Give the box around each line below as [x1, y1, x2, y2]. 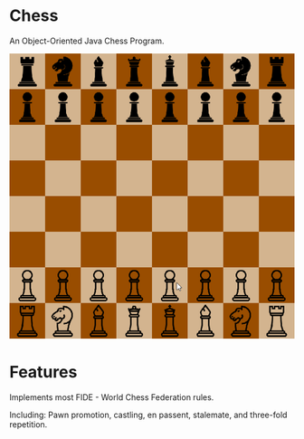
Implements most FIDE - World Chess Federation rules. [9, 391, 214, 403]
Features [9, 362, 78, 383]
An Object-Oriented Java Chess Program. [9, 35, 165, 46]
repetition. [9, 418, 48, 430]
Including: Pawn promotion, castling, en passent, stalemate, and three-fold [9, 409, 288, 420]
